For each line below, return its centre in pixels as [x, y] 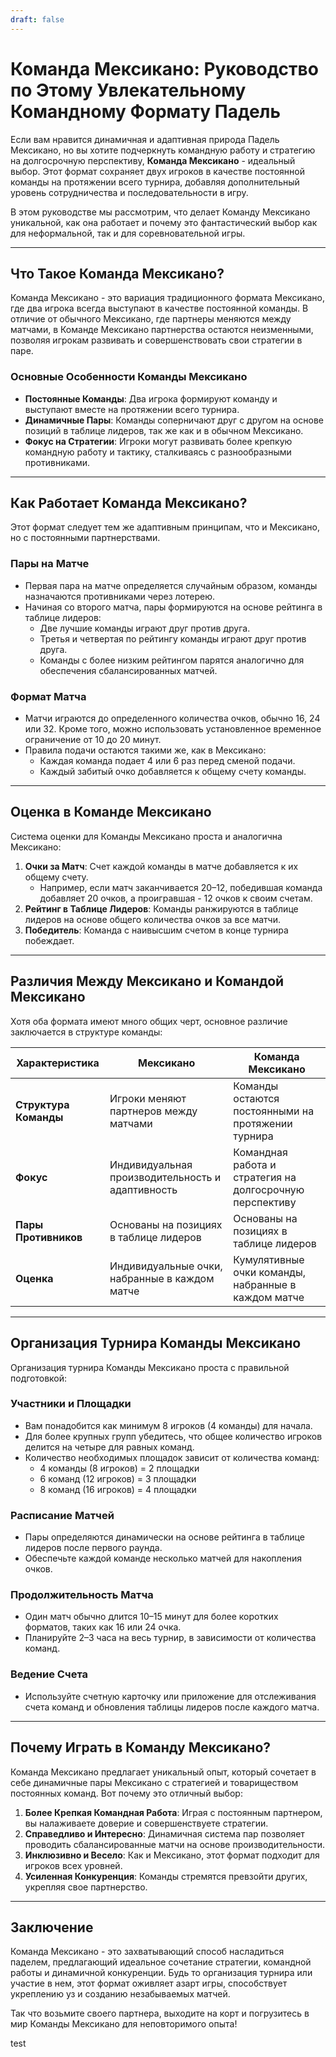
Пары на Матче [50, 564]
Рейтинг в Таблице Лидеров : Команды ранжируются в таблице [161, 908]
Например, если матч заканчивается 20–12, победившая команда [181, 887]
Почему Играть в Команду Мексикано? [141, 1747]
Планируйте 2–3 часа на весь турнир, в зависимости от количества [170, 1638]
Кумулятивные [269, 1259]
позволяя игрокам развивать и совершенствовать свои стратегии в [156, 340]
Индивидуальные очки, [166, 1266]
